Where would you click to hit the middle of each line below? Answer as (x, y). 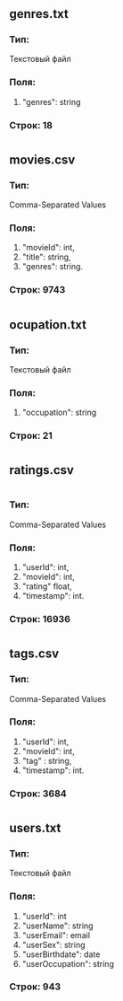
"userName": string (57, 926)
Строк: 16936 (40, 619)
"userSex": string (54, 944)
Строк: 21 (31, 435)
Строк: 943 (35, 987)
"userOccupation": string (68, 963)
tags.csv (34, 654)
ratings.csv (41, 470)
